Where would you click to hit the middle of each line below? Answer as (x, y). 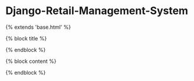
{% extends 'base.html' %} (38, 27)
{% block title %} (26, 38)
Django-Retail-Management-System (97, 11)
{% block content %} (31, 61)
